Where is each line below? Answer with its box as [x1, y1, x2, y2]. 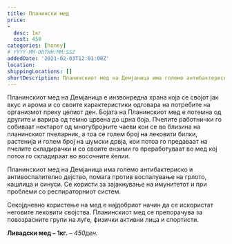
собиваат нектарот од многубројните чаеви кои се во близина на [7, 122, 201, 131]
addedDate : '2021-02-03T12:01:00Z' [7, 55, 110, 62]
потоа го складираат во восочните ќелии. [7, 152, 130, 160]
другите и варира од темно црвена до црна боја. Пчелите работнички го [7, 115, 222, 124]
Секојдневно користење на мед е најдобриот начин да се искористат [7, 201, 214, 209]
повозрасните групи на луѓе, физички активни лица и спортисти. [7, 216, 199, 224]
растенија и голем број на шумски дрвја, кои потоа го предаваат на [7, 138, 208, 146]
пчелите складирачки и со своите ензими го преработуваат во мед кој [7, 144, 217, 153]
